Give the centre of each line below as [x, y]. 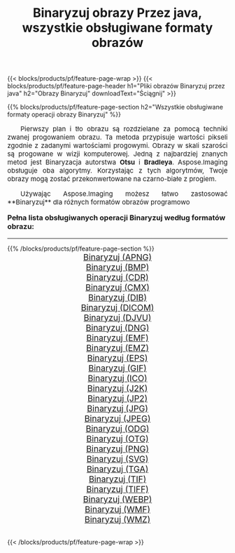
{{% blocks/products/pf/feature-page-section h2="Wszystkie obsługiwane [115, 107]
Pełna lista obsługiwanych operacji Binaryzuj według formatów [116, 218]
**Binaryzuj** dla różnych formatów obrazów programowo [99, 202]
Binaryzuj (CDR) [117, 277]
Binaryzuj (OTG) [117, 439]
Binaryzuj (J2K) [117, 388]
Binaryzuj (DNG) [117, 328]
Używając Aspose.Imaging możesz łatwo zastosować [124, 194]
